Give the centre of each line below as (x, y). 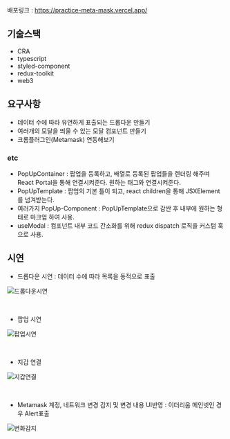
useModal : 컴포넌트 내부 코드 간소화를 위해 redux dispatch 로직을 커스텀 (116, 225)
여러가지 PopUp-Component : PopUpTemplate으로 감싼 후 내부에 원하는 (116, 208)
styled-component (44, 66)
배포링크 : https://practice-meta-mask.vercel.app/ (77, 10)
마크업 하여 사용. (52, 217)
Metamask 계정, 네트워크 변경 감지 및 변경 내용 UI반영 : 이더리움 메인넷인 (116, 404)
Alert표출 (37, 413)
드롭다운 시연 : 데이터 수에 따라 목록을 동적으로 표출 (86, 276)
